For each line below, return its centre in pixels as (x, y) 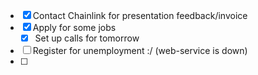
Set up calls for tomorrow (87, 38)
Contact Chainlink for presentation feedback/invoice (140, 15)
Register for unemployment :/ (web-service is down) (140, 51)
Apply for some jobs (74, 27)
